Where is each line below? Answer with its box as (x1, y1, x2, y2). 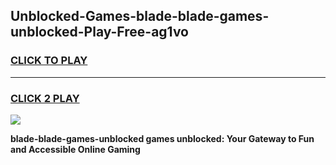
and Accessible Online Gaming (10, 143, 141, 155)
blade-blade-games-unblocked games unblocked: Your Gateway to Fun (10, 132, 315, 144)
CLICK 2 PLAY (10, 91, 80, 105)
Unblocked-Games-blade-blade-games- (10, 8, 270, 25)
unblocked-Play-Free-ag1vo (10, 24, 189, 41)
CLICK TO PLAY (10, 54, 88, 68)
